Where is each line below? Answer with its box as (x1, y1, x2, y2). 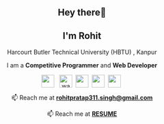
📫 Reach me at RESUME (46, 110, 118, 118)
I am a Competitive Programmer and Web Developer (6, 61, 157, 69)
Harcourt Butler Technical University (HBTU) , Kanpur (7, 48, 157, 57)
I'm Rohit (62, 30, 102, 42)
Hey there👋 (57, 7, 107, 18)
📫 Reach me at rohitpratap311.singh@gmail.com (11, 93, 153, 102)
